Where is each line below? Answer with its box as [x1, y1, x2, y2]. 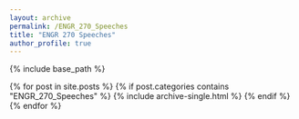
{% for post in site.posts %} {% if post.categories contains [9, 81, 230, 92]
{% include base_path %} [9, 64, 106, 74]
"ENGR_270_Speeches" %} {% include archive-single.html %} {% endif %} [9, 91, 291, 102]
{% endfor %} [9, 101, 62, 112]
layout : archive [9, 13, 71, 23]
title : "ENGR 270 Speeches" [9, 30, 117, 39]
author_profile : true [9, 38, 92, 48]
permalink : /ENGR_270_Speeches [9, 22, 129, 31]
